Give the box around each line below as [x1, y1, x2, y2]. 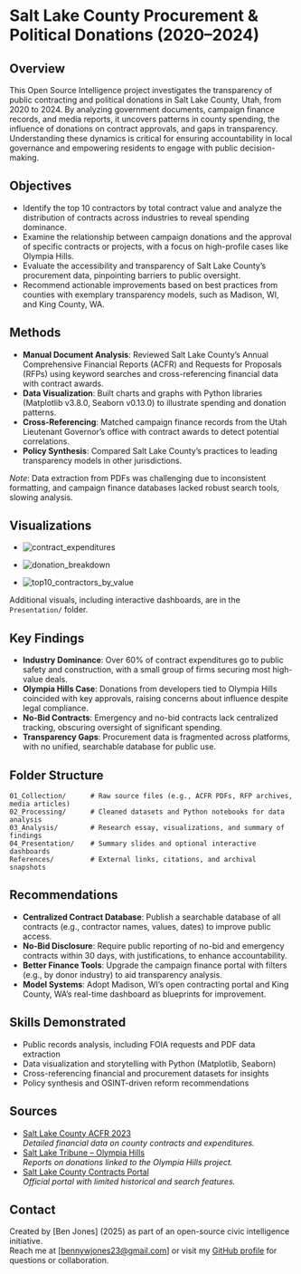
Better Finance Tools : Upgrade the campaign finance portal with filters [22, 960, 287, 970]
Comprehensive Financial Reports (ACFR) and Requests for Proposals [22, 359, 282, 370]
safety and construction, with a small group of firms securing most [22, 664, 271, 675]
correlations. [22, 436, 71, 447]
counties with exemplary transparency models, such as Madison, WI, [22, 289, 279, 300]
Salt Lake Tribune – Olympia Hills [22, 1147, 146, 1158]
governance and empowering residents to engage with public [9, 142, 239, 153]
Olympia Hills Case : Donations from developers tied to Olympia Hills [22, 683, 277, 694]
